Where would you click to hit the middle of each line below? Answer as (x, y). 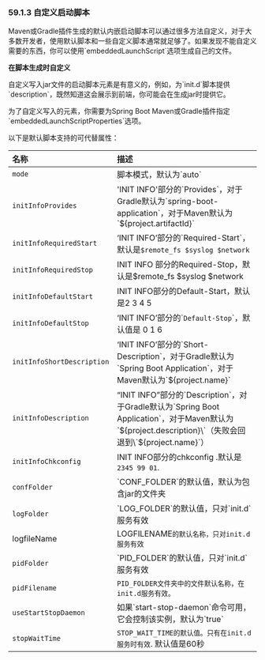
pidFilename (35, 588)
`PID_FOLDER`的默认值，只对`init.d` (183, 558)
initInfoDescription (50, 418)
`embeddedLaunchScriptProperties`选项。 (77, 121)
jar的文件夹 (146, 494)
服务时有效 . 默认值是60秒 (161, 644)
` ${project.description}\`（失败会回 (181, 431)
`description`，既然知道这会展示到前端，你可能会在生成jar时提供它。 (119, 94)
